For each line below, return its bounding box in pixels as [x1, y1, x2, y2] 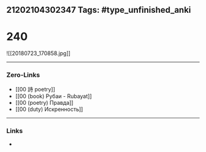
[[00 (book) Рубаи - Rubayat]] [15, 92, 92, 100]
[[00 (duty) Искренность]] [15, 105, 83, 113]
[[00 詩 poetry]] [15, 85, 55, 93]
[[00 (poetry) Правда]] [15, 99, 74, 106]
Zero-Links [6, 70, 40, 79]
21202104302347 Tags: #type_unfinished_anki [6, 5, 191, 15]
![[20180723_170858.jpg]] [6, 50, 71, 57]
